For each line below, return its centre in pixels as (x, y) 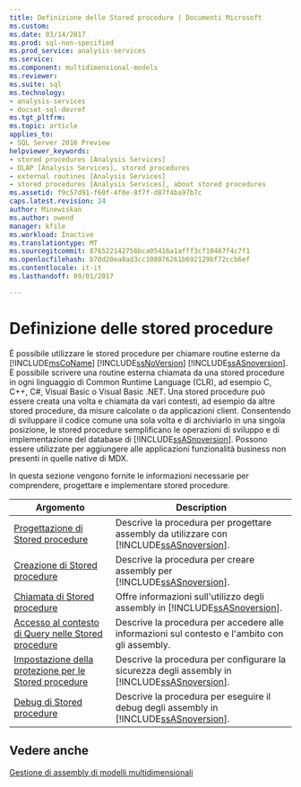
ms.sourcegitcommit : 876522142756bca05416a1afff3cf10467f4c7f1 (130, 251)
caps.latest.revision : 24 (57, 201)
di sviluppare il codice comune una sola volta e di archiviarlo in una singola (147, 420)
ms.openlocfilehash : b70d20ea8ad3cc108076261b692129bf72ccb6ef (130, 260)
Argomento (60, 507)
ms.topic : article (43, 127)
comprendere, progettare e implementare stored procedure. (120, 485)
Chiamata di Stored (54, 596)
